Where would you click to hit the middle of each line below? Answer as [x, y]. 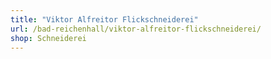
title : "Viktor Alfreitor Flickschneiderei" [104, 19]
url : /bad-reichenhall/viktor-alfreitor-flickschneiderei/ [136, 29]
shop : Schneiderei [48, 38]
